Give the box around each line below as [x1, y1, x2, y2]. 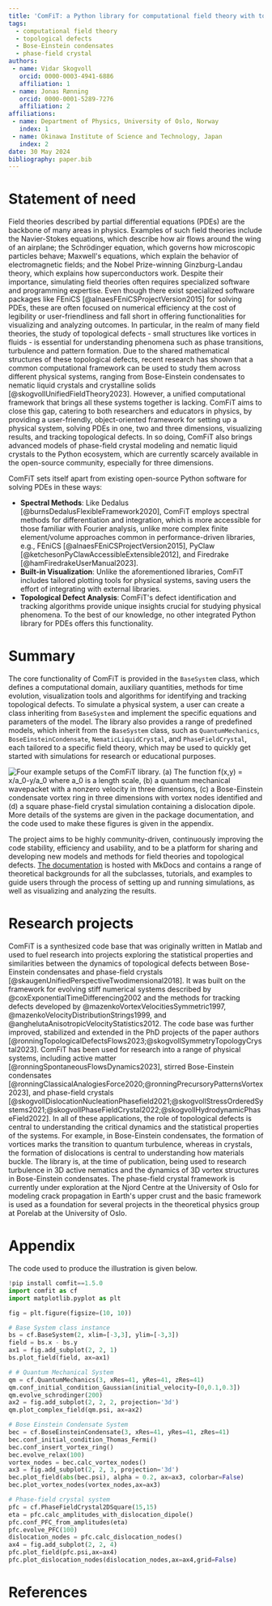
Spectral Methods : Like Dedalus [19, 498, 130, 507]
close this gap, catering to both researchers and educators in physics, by [8, 406, 253, 416]
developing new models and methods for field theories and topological [8, 852, 244, 862]
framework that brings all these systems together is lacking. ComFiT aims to [8, 398, 262, 408]
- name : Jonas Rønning [11, 87, 89, 96]
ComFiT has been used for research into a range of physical [40, 1045, 241, 1055]
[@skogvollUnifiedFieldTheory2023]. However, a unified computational [8, 389, 245, 399]
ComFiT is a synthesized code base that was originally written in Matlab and [8, 941, 263, 951]
